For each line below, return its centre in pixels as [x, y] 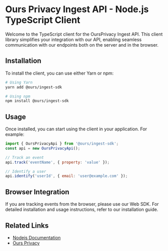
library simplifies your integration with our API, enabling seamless [73, 40]
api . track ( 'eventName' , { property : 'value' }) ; [57, 162]
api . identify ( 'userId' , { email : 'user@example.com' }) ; [67, 176]
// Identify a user [26, 171]
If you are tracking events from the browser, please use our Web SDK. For [82, 204]
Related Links [27, 225]
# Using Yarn [19, 82]
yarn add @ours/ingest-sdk [34, 87]
